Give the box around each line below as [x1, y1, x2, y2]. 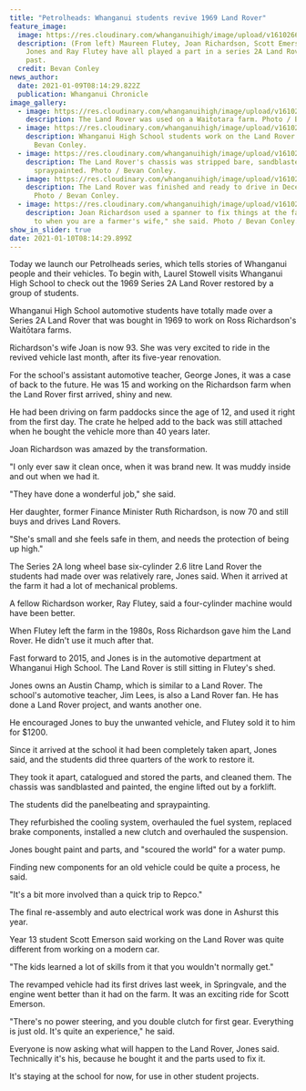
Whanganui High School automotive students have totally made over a [9, 305, 273, 316]
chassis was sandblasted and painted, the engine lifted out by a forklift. [9, 781, 277, 793]
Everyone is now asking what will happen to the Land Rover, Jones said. [9, 1044, 280, 1055]
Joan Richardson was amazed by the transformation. [9, 444, 208, 455]
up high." [9, 543, 44, 554]
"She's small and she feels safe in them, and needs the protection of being [9, 534, 290, 545]
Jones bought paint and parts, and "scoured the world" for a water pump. [9, 844, 286, 855]
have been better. [9, 608, 76, 619]
